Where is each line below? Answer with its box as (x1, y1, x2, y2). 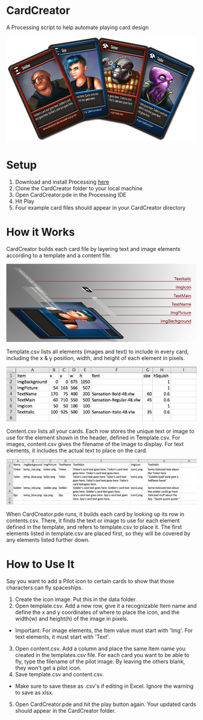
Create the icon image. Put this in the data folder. (14, 596, 137, 603)
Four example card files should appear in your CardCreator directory (14, 204, 186, 211)
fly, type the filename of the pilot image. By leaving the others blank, (14, 658, 185, 665)
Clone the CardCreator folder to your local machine (14, 184, 143, 192)
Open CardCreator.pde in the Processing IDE (14, 191, 127, 198)
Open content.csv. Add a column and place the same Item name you (14, 645, 185, 652)
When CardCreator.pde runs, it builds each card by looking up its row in (6, 510, 184, 518)
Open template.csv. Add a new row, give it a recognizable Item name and (14, 602, 197, 610)
